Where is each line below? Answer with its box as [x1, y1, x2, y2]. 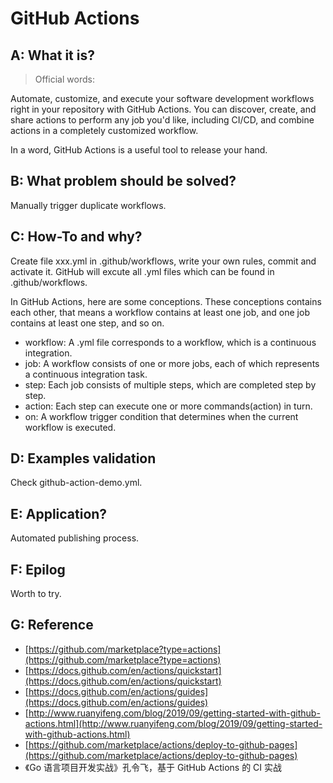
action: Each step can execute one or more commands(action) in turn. [24, 400, 313, 412]
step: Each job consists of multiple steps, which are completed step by [24, 378, 317, 391]
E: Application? [10, 505, 108, 522]
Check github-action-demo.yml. [10, 477, 143, 489]
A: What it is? [10, 47, 95, 64]
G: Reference [10, 617, 94, 634]
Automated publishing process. [10, 532, 140, 544]
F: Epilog [10, 561, 66, 578]
